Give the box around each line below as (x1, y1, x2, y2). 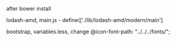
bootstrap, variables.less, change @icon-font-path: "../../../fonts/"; (6, 28, 171, 35)
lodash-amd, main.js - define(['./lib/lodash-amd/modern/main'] (6, 17, 163, 23)
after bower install (6, 5, 51, 12)
